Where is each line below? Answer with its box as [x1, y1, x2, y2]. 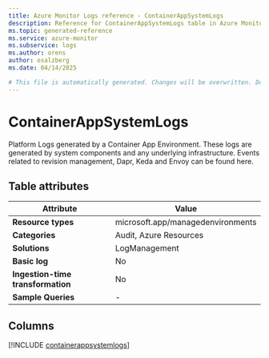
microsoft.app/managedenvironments [114, 217, 257, 228]
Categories [12, 230, 56, 241]
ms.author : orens [8, 49, 66, 57]
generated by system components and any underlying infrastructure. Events [8, 147, 260, 157]
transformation [12, 279, 71, 290]
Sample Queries [12, 292, 74, 303]
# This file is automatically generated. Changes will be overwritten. [8, 78, 252, 86]
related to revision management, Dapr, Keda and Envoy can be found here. [8, 156, 254, 166]
